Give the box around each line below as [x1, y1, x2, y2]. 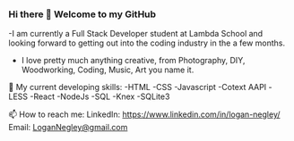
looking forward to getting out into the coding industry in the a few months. [8, 37, 286, 48]
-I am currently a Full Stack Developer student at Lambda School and [8, 29, 264, 39]
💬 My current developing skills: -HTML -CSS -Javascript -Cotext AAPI [8, 82, 267, 93]
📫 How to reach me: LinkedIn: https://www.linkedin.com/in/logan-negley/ [8, 109, 281, 120]
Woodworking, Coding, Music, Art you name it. [21, 64, 195, 75]
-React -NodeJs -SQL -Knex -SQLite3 [30, 91, 170, 102]
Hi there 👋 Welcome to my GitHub [8, 8, 157, 21]
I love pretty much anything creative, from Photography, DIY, [21, 55, 246, 66]
